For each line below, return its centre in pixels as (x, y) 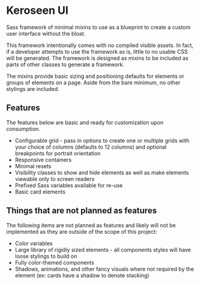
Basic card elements (40, 192)
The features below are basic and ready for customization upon (85, 122)
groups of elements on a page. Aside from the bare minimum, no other (93, 83)
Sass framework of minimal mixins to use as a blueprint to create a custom (98, 27)
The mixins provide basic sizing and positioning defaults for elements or (95, 76)
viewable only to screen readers (55, 179)
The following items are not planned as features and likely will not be (91, 225)
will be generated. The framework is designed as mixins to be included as (97, 58)
